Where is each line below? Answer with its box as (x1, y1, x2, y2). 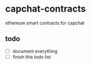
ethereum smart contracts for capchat (5, 20, 85, 26)
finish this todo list (12, 54, 51, 60)
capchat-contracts (5, 3, 86, 15)
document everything (12, 48, 58, 54)
